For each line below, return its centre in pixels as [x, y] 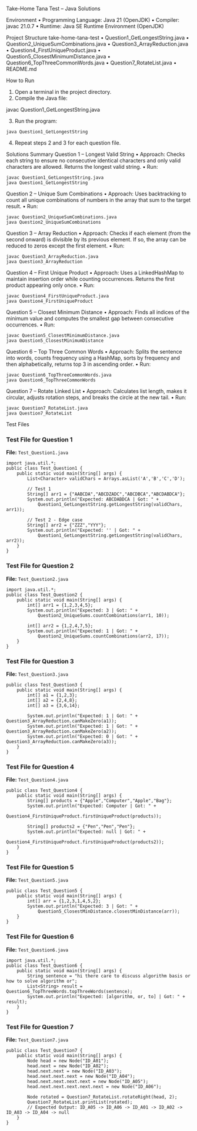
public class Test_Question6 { [44, 965]
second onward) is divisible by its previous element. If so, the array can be [96, 239]
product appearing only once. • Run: [51, 285]
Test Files [18, 424]
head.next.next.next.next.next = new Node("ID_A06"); [94, 1087]
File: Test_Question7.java [37, 1040]
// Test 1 [39, 489]
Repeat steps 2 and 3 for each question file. [68, 143]
